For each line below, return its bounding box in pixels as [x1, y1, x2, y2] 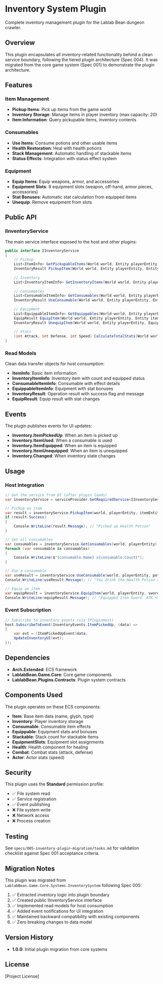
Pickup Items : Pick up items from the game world [12, 107, 112, 113]
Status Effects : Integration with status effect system [12, 155, 117, 161]
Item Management [5, 96, 49, 102]
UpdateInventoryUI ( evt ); [14, 636, 64, 641]
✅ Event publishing [12, 802, 50, 807]
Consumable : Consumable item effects [12, 724, 91, 729]
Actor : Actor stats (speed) [12, 754, 65, 760]
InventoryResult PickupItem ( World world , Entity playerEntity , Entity [14, 266, 160, 271]
